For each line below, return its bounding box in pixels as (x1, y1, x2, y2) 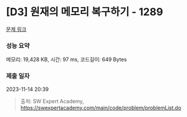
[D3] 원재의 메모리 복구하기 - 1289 (6, 5, 164, 19)
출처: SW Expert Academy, (20, 97, 84, 105)
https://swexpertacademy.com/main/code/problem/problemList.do (20, 104, 182, 111)
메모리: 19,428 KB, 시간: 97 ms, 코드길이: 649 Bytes (6, 56, 127, 63)
